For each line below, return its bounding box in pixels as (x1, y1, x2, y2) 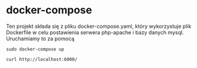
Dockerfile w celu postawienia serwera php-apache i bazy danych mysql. (6, 28, 184, 35)
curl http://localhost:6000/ (6, 56, 78, 62)
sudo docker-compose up (6, 46, 65, 52)
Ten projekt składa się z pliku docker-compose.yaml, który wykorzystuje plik (6, 23, 192, 30)
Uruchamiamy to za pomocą (6, 35, 75, 42)
